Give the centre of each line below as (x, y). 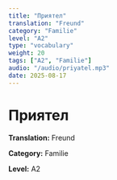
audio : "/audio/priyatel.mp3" (59, 68)
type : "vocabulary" (41, 46)
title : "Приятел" (38, 16)
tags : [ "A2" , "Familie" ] (50, 61)
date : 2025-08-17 (38, 76)
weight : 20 (27, 53)
